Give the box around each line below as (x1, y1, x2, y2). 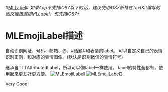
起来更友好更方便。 (9, 71, 49, 77)
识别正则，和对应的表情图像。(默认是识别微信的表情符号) (5, 54, 123, 60)
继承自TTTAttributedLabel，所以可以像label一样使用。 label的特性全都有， (5, 64, 159, 70)
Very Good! (5, 81, 29, 87)
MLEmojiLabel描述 (5, 30, 83, 42)
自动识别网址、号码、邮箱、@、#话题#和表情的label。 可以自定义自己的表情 (5, 47, 163, 54)
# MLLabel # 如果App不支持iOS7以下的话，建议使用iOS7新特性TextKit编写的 (5, 5, 160, 10)
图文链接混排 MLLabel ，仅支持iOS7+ (5, 11, 80, 17)
